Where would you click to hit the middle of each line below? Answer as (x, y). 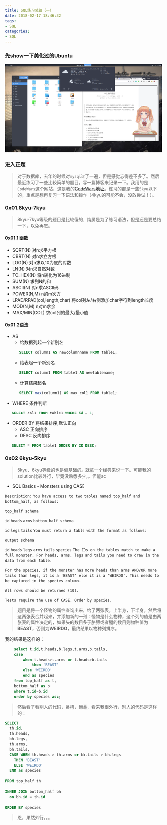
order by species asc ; (38, 697)
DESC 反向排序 (35, 435)
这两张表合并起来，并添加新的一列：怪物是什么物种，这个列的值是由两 (89, 616)
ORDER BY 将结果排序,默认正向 (44, 423)
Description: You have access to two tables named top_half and (73, 496)
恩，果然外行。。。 (35, 818)
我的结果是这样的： (25, 639)
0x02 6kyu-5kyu (26, 458)
